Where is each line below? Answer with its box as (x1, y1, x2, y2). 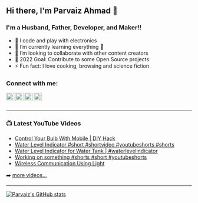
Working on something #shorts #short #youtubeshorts (14, 154, 147, 161)
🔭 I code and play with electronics (14, 36, 97, 44)
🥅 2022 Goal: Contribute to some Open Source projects (14, 55, 149, 62)
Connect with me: (6, 79, 58, 87)
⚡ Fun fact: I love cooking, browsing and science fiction (14, 62, 150, 69)
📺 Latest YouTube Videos (6, 119, 81, 127)
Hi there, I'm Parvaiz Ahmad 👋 (6, 6, 118, 16)
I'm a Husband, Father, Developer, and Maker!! (6, 24, 142, 32)
